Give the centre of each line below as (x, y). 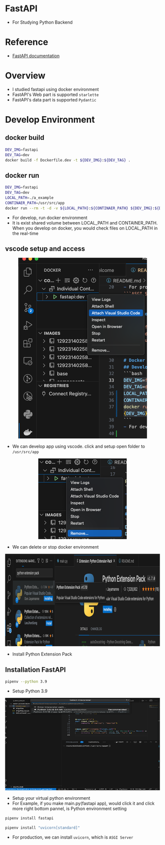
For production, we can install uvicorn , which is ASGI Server (73, 837)
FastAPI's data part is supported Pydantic (54, 99)
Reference (27, 42)
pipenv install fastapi (29, 818)
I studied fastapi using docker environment (55, 89)
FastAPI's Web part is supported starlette (55, 95)
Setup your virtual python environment (51, 798)
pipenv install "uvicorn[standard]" (42, 828)
